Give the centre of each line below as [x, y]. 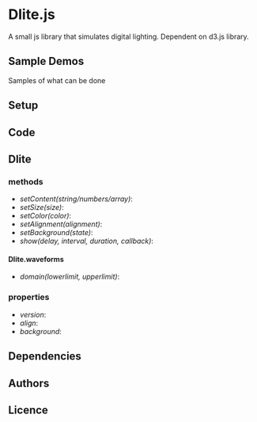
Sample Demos [46, 61]
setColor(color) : [45, 216]
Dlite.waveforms [36, 259]
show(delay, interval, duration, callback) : [87, 241]
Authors [29, 383]
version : [33, 314]
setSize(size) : [42, 207]
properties [29, 297]
